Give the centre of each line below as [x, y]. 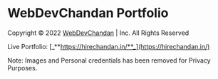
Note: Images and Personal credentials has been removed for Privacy [109, 60]
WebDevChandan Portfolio [88, 13]
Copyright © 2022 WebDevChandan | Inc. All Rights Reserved [98, 33]
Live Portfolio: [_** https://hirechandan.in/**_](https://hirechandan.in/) [109, 46]
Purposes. [22, 68]
